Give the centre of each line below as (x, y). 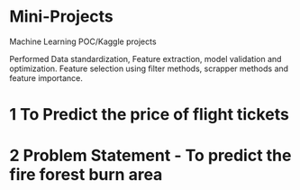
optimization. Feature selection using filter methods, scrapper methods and (149, 68)
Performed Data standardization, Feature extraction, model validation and (145, 59)
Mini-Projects (62, 17)
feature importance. (46, 77)
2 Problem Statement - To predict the (150, 156)
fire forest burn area (86, 175)
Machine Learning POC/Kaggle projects (83, 41)
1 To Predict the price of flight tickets (150, 115)
